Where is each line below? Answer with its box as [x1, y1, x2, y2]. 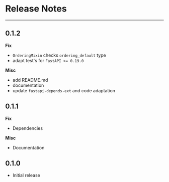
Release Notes [5, 3, 67, 15]
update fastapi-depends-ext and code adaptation [12, 87, 116, 93]
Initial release [12, 172, 40, 178]
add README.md [12, 77, 48, 83]
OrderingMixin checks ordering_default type [12, 52, 107, 58]
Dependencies [12, 125, 43, 131]
